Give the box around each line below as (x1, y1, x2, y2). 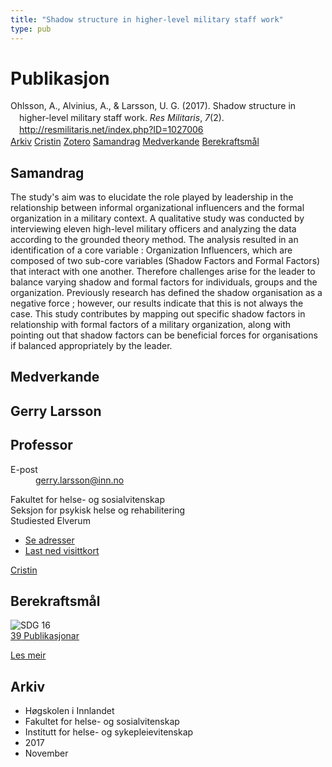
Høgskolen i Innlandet (24, 705, 115, 717)
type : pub (10, 24, 52, 34)
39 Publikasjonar (10, 630, 80, 642)
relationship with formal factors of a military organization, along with (10, 318, 292, 330)
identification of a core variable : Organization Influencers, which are (10, 244, 293, 256)
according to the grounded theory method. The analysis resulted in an (10, 233, 299, 245)
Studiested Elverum (10, 514, 91, 526)
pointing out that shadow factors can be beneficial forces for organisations (10, 329, 318, 341)
